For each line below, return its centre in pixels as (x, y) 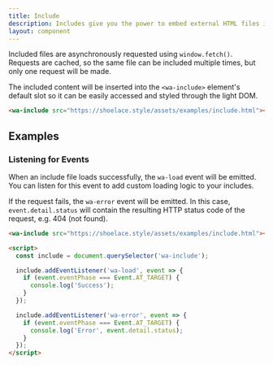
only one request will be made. (60, 72)
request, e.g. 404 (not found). (58, 218)
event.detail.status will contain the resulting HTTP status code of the (127, 210)
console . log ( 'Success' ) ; (72, 285)
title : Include (34, 16)
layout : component (39, 31)
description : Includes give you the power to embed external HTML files (134, 24)
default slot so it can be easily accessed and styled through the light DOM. (133, 96)
